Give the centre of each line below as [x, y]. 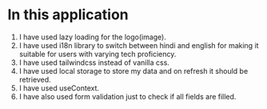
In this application [68, 15]
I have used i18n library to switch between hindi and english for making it [139, 45]
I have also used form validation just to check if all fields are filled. [128, 96]
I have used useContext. [59, 88]
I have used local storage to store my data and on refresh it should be [133, 71]
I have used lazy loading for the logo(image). [93, 37]
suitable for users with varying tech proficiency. [98, 54]
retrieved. [35, 79]
